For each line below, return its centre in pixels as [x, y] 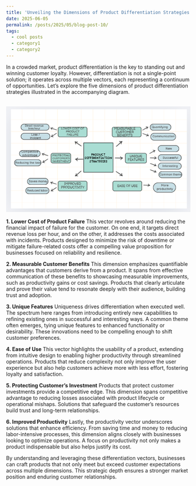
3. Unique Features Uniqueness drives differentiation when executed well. [96, 306]
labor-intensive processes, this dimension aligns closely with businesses [94, 434]
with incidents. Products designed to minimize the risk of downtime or [90, 240]
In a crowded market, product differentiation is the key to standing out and [96, 67]
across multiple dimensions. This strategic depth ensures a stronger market [97, 470]
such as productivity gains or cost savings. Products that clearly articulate [95, 282]
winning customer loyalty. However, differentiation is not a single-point [91, 73]
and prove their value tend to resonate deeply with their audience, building [96, 289]
